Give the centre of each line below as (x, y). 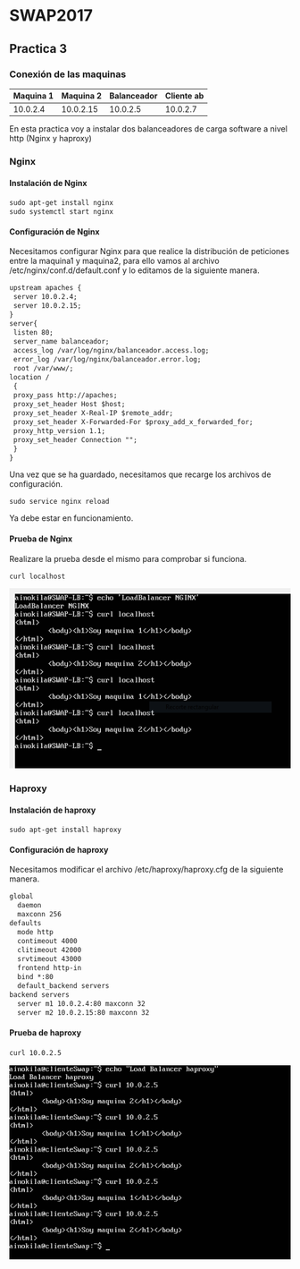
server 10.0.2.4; (45, 297)
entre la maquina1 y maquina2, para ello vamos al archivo (115, 261)
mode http (35, 933)
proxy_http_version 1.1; (59, 431)
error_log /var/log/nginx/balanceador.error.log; (107, 360)
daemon (29, 906)
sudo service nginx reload (59, 502)
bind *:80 (35, 977)
